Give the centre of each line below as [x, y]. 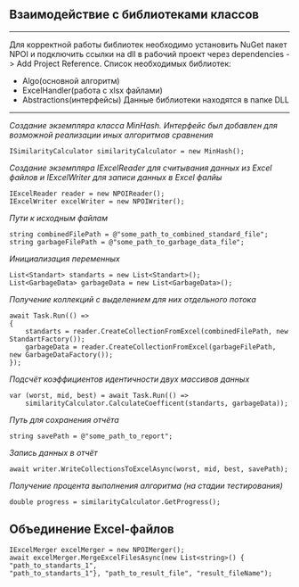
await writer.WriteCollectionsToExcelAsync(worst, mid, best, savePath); [149, 469]
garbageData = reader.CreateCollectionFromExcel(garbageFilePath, [151, 347]
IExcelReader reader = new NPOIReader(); [87, 194]
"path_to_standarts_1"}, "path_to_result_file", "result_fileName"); [141, 573]
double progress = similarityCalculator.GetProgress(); [115, 502]
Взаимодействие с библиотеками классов [134, 15]
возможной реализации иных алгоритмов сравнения [111, 135]
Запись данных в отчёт [53, 452]
